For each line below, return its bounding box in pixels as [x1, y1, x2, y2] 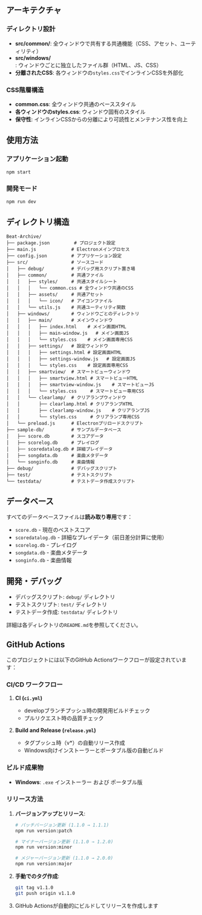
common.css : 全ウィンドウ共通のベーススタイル [15, 100, 137, 107]
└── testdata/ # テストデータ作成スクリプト [6, 478, 135, 484]
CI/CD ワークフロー [6, 680, 63, 689]
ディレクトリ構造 [6, 217, 70, 227]
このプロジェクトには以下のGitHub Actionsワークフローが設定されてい [6, 656, 181, 663]
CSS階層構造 [6, 85, 44, 94]
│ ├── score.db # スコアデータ [6, 433, 104, 439]
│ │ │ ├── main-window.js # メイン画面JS [6, 330, 129, 336]
